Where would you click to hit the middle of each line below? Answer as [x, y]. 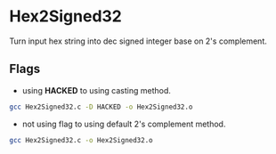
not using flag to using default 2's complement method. [124, 124]
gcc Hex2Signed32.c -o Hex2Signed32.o [81, 140]
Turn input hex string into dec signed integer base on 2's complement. [138, 41]
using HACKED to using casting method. [97, 90]
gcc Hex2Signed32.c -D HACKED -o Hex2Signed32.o [101, 107]
